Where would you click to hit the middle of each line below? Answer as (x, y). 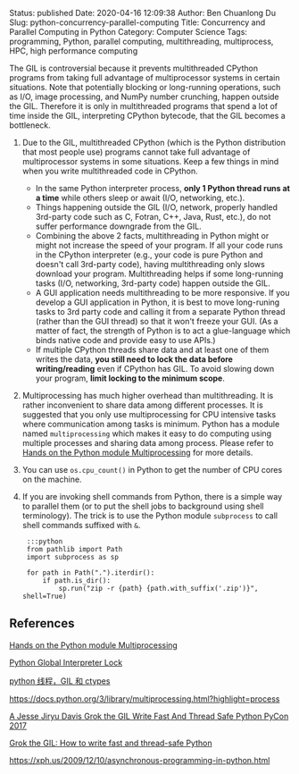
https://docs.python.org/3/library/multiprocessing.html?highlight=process (145, 698)
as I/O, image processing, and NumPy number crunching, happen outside (144, 97)
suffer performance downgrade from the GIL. (119, 226)
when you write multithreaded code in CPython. (110, 171)
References (42, 623)
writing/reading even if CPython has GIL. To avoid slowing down (155, 369)
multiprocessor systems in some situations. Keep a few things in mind (150, 161)
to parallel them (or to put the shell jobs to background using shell (143, 506)
